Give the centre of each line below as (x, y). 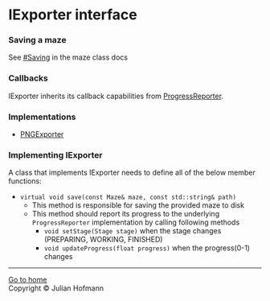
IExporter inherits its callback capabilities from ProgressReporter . (116, 96)
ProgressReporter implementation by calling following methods (136, 222)
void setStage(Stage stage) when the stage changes (133, 231)
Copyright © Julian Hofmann (56, 288)
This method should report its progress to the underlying (125, 214)
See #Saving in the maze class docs (68, 57)
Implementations (42, 117)
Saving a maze (37, 40)
